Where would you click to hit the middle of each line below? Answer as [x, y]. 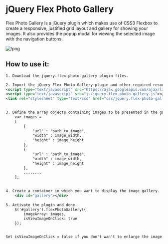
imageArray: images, [45, 214]
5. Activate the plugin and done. [42, 205]
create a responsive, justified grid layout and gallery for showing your [77, 28]
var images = [28, 117]
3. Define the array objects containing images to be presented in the [82, 112]
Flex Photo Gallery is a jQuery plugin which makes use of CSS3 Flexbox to [82, 23]
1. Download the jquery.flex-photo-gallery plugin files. [67, 76]
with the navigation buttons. [34, 39]
